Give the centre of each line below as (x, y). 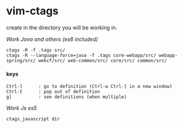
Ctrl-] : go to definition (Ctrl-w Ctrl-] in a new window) (89, 87)
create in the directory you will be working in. (62, 28)
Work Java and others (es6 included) (52, 39)
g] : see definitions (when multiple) (67, 97)
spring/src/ (21, 60)
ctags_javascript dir (33, 119)
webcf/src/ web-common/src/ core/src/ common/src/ (103, 60)
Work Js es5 (22, 108)
